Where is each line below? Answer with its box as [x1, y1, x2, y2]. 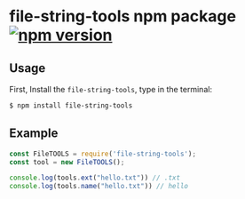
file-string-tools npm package [9, 6, 237, 27]
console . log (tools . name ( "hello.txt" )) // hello [9, 182, 189, 191]
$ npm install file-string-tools [9, 101, 133, 110]
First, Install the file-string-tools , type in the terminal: [9, 84, 213, 94]
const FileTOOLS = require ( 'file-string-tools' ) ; [9, 149, 197, 158]
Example [9, 126, 59, 141]
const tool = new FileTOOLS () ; [9, 157, 125, 166]
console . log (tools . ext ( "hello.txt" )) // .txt [9, 173, 180, 183]
